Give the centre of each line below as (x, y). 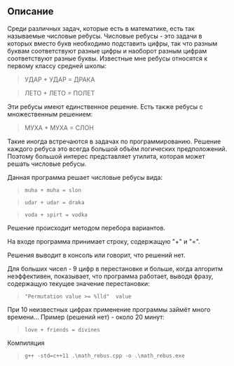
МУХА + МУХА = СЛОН (59, 128)
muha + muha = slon (53, 190)
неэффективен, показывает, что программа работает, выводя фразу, (110, 276)
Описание (30, 12)
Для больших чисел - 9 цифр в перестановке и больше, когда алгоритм (115, 268)
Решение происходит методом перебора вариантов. (87, 228)
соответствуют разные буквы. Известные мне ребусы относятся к (108, 58)
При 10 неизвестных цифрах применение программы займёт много (109, 309)
